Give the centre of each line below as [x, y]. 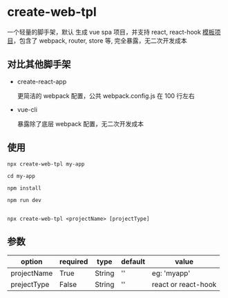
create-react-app [42, 81]
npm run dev [24, 200]
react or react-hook [184, 284]
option [31, 261]
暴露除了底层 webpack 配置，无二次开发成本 [80, 123]
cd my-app [21, 176]
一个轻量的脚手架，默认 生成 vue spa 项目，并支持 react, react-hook [104, 32]
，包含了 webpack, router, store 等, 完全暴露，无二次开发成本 [101, 40]
